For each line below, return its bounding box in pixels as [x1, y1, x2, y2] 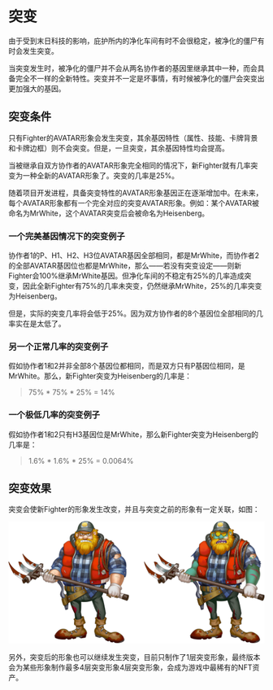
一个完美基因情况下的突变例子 [8, 230, 126, 242]
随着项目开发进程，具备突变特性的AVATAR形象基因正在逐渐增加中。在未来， [8, 188, 263, 198]
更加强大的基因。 [8, 83, 66, 94]
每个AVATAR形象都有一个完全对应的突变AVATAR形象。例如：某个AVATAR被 [8, 198, 260, 207]
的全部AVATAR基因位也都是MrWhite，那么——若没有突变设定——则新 [8, 261, 242, 271]
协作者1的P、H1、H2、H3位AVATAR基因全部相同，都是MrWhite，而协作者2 [8, 251, 260, 260]
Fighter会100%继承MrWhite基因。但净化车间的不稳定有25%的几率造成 [8, 271, 245, 281]
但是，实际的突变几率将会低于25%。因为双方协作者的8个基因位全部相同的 [8, 308, 257, 318]
